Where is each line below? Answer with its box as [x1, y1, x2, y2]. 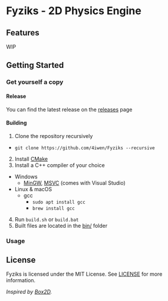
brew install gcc [32, 205, 75, 211]
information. [6, 277, 36, 284]
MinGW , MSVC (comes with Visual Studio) [23, 179, 126, 187]
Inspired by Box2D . [6, 288, 52, 296]
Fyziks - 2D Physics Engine [6, 4, 141, 18]
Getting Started [6, 60, 64, 70]
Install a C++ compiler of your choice [14, 161, 105, 169]
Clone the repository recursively [14, 132, 93, 139]
